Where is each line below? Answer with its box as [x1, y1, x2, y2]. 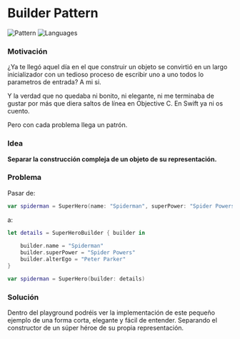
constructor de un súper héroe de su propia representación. [7, 323, 184, 333]
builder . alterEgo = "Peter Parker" [20, 255, 126, 263]
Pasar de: [7, 188, 36, 197]
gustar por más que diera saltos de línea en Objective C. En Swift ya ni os [7, 99, 224, 108]
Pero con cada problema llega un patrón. [7, 121, 128, 129]
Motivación [7, 46, 48, 56]
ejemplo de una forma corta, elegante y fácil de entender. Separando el [7, 316, 218, 325]
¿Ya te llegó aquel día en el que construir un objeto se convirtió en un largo [7, 63, 228, 71]
